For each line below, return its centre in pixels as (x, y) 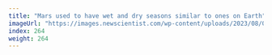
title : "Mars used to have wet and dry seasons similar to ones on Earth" (137, 16)
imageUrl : (25, 23)
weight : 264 (28, 38)
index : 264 (27, 31)
